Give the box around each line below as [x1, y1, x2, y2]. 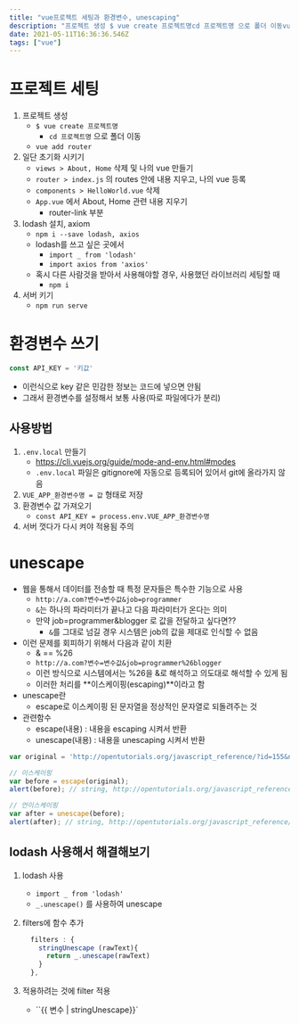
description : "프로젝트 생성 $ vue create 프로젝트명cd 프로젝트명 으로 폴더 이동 [9, 21, 283, 30]
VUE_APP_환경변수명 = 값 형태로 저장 [21, 489, 144, 500]
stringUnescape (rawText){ [38, 943, 139, 953]
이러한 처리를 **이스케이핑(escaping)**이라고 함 [35, 679, 206, 690]
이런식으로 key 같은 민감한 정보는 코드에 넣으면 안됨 [21, 381, 202, 392]
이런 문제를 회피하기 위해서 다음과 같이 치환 [21, 637, 173, 648]
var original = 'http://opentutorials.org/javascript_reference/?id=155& [9, 752, 289, 761]
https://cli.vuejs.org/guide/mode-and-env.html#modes [35, 456, 236, 467]
